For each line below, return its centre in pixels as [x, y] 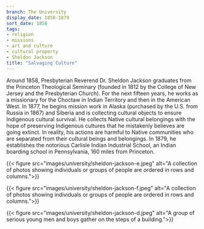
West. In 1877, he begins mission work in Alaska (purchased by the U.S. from [102, 106]
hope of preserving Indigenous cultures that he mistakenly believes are [95, 125]
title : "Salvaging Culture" [42, 63]
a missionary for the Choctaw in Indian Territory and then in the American [98, 100]
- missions [20, 40]
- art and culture [30, 46]
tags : [13, 29]
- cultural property [33, 52]
